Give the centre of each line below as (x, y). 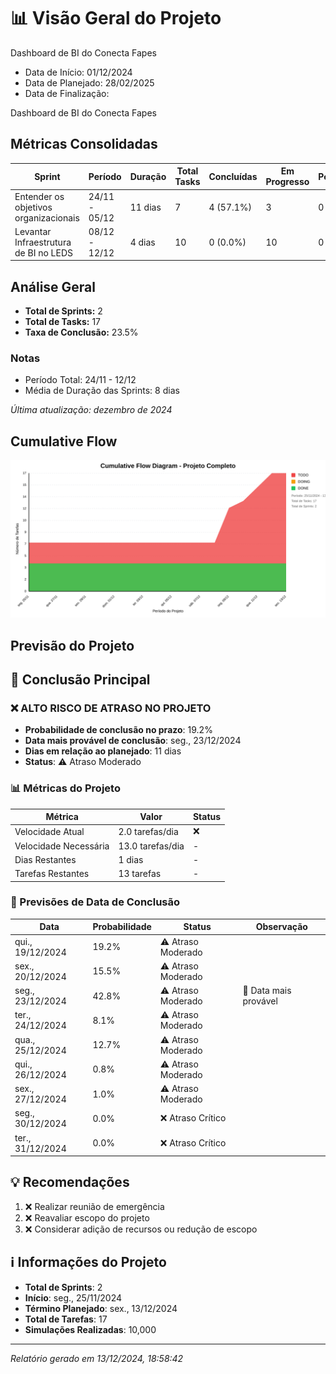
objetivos (33, 207)
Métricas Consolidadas (84, 144)
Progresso (287, 182)
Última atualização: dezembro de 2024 (91, 410)
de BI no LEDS (44, 252)
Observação (281, 927)
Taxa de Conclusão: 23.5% (81, 332)
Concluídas (233, 176)
